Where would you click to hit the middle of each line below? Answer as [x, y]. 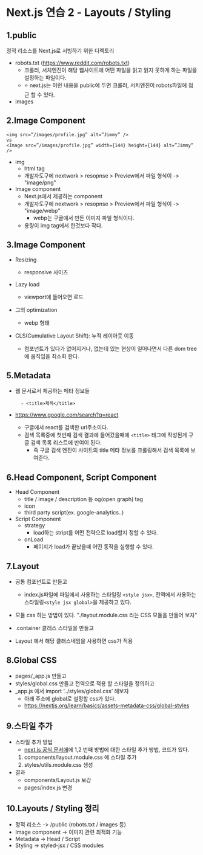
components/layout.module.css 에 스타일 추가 [80, 757]
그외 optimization [36, 310]
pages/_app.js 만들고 [41, 676]
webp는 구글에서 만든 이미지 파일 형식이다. [84, 218]
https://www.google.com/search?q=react [67, 415]
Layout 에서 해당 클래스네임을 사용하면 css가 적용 [74, 641]
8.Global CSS [32, 660]
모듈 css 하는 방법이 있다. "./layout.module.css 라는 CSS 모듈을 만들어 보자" [106, 615]
